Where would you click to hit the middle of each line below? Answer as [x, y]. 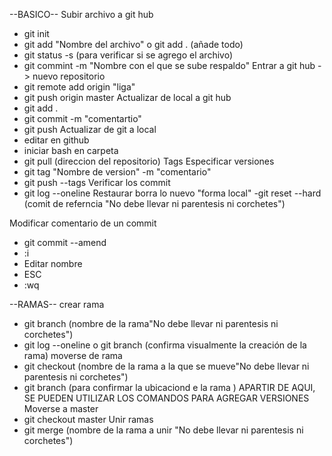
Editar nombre [53, 263]
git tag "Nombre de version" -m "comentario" [117, 172]
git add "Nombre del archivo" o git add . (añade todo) [133, 44]
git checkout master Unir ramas [88, 419]
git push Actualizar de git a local [90, 129]
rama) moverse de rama [73, 355]
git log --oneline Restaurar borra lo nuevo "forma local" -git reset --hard [172, 193]
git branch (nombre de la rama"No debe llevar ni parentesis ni [151, 323]
